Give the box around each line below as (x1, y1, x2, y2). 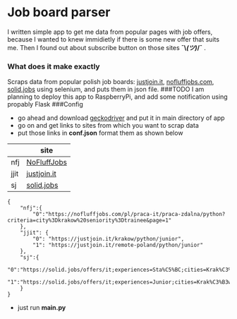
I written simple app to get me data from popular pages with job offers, (7, 28, 213, 36)
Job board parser (7, 4, 111, 20)
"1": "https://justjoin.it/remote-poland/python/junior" (32, 241, 203, 249)
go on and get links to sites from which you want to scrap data (17, 121, 199, 130)
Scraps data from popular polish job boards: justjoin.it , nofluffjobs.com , (7, 78, 214, 86)
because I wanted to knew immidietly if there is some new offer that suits (7, 35, 220, 43)
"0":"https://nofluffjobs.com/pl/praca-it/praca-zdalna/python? (32, 211, 226, 218)
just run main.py (17, 303, 66, 312)
